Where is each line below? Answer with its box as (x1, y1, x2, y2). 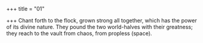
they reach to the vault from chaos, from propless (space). (6, 30, 153, 37)
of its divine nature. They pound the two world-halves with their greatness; (6, 24, 193, 30)
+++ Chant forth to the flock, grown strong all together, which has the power (6, 17, 197, 24)
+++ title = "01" (6, 5, 45, 12)
